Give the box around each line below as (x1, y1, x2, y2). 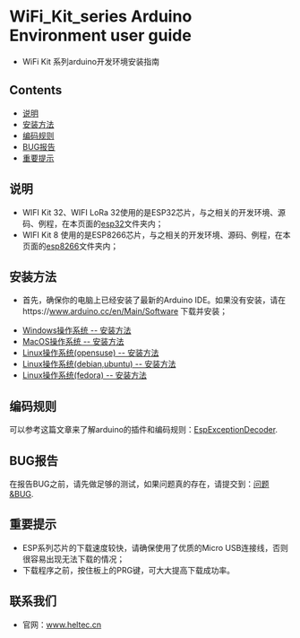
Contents (9, 83, 63, 98)
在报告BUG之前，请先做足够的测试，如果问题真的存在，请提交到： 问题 (9, 478, 270, 489)
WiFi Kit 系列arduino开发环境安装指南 (21, 56, 159, 66)
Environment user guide (9, 25, 193, 46)
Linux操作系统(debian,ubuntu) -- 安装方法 (21, 359, 176, 370)
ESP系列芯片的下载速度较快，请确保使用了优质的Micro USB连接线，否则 (21, 542, 289, 553)
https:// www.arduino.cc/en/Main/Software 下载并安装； (21, 306, 228, 317)
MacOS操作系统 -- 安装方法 (21, 336, 124, 347)
